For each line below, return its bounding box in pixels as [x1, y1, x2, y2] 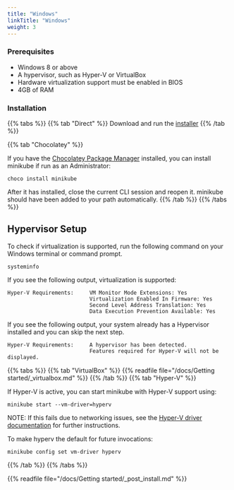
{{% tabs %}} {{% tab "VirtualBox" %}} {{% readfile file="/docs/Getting [7, 366, 215, 375]
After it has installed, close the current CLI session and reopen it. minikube [7, 187, 223, 196]
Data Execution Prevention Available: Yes [89, 308, 216, 315]
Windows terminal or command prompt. [7, 249, 123, 258]
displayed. [7, 354, 39, 361]
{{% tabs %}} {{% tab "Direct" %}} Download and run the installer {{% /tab [7, 119, 226, 127]
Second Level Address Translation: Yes [89, 301, 207, 308]
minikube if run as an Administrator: [7, 161, 111, 170]
